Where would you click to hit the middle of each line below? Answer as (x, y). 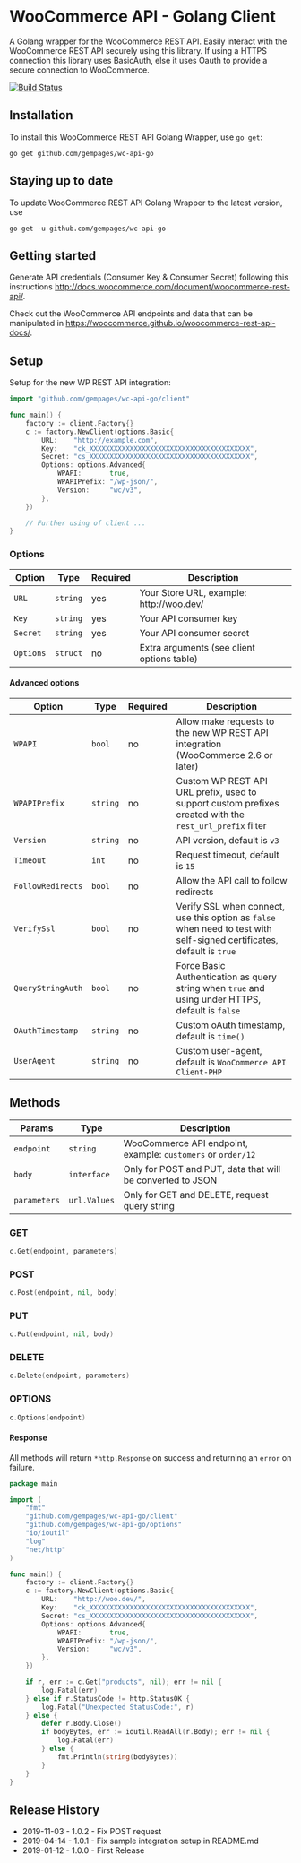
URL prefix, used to (216, 792)
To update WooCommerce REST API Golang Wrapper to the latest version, (146, 203)
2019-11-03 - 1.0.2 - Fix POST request (92, 1832)
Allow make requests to (225, 721)
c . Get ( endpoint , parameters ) (64, 1251)
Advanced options (44, 683)
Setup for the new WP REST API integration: (90, 383)
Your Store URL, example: (193, 592)
